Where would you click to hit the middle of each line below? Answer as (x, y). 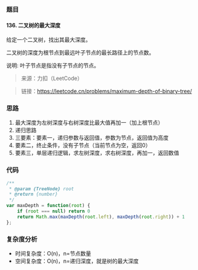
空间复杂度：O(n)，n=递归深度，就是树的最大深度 (77, 261)
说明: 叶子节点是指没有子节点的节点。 (53, 65)
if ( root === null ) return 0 (54, 211)
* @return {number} (34, 194)
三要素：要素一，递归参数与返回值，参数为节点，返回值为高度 (92, 138)
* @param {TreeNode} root (41, 189)
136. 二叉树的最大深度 (34, 25)
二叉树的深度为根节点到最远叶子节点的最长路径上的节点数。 (80, 53)
